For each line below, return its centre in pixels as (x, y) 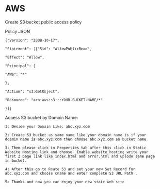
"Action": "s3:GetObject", (32, 91)
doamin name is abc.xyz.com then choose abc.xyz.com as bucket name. (77, 139)
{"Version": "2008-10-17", (32, 40)
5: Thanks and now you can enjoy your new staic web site (65, 182)
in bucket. (16, 161)
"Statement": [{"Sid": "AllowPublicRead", (48, 49)
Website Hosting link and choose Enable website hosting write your (77, 152)
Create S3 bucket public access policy (43, 22)
